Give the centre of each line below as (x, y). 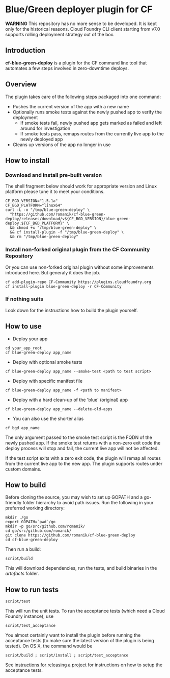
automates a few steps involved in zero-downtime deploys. (67, 68)
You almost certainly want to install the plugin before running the (73, 635)
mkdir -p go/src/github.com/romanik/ (45, 527)
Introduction (25, 50)
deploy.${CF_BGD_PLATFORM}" (35, 223)
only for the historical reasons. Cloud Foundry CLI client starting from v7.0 (83, 29)
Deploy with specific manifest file (48, 381)
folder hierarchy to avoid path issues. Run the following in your (88, 503)
